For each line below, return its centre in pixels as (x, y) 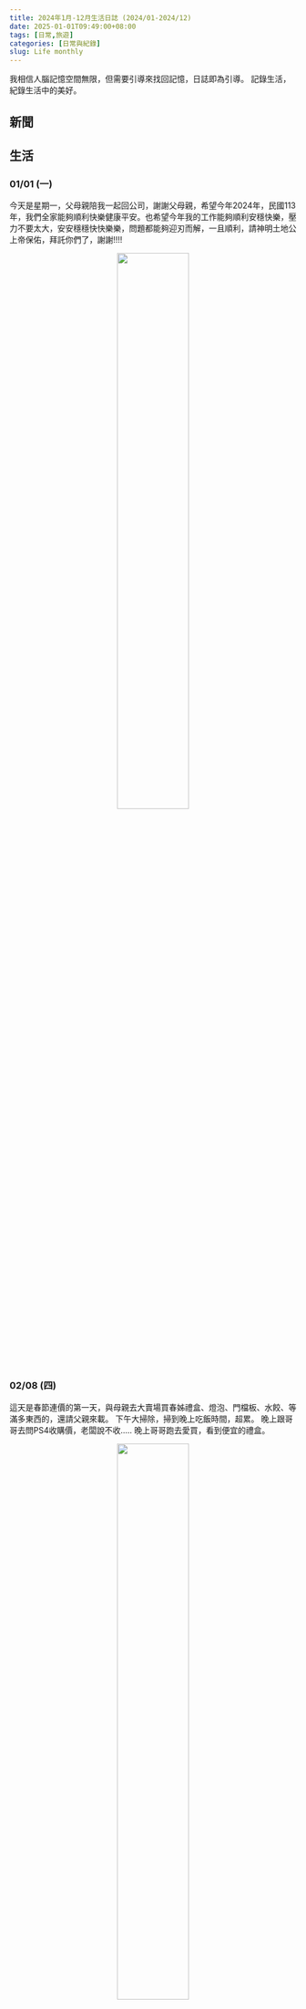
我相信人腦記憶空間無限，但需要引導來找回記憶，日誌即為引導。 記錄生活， (150, 79)
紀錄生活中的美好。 (46, 90)
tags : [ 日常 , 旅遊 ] (42, 35)
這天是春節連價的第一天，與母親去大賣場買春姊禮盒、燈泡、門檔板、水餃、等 (153, 1407)
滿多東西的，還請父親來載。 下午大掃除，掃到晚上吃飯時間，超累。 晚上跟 (147, 1419)
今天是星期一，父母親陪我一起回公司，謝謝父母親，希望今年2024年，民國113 (153, 205)
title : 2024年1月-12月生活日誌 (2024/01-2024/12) (101, 18)
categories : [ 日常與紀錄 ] (55, 43)
